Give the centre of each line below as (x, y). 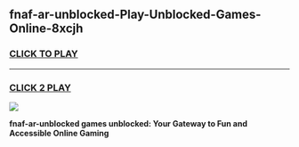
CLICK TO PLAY (44, 54)
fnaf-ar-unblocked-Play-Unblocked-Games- (135, 15)
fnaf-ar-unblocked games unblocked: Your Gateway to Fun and (128, 123)
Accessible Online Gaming (59, 133)
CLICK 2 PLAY (40, 87)
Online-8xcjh (46, 29)
